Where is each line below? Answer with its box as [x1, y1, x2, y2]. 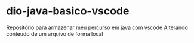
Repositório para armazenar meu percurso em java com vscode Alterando [6, 24, 188, 31]
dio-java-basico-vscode [6, 4, 130, 18]
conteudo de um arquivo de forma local [6, 30, 103, 37]
